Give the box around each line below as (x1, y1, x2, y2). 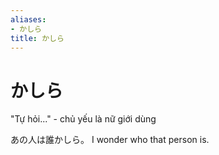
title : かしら (10, 33, 65, 43)
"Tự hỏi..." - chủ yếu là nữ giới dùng (10, 113, 157, 125)
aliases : (10, 14, 47, 25)
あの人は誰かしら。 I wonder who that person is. (10, 134, 210, 146)
